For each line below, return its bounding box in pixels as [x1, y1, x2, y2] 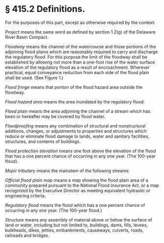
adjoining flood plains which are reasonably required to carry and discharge [5, 49, 158, 55]
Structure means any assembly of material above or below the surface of [5, 217, 153, 223]
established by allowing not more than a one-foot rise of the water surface [5, 59, 155, 65]
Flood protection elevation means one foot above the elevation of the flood [5, 148, 156, 154]
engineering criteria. [5, 193, 46, 199]
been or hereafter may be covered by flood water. [5, 113, 106, 119]
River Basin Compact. [5, 34, 49, 40]
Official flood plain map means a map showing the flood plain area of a [5, 177, 148, 183]
